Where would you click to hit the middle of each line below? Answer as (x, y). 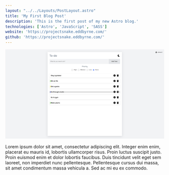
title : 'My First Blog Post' (36, 16)
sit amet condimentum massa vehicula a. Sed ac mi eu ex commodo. (76, 168)
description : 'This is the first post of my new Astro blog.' (72, 21)
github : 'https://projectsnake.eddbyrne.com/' (55, 37)
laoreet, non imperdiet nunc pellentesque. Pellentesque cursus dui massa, (82, 162)
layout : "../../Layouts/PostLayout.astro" (50, 11)
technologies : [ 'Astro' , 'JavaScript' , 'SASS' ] (56, 27)
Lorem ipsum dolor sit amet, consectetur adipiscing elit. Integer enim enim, (83, 146)
